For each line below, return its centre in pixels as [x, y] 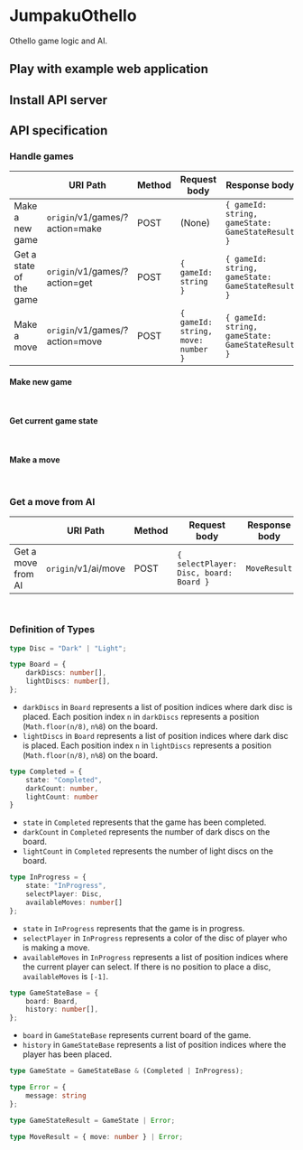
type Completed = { [46, 771]
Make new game [41, 382]
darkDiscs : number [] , [66, 673]
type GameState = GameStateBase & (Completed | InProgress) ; [127, 1071]
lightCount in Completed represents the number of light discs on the [147, 851]
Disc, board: [205, 573]
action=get [69, 283]
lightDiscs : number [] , [68, 682]
